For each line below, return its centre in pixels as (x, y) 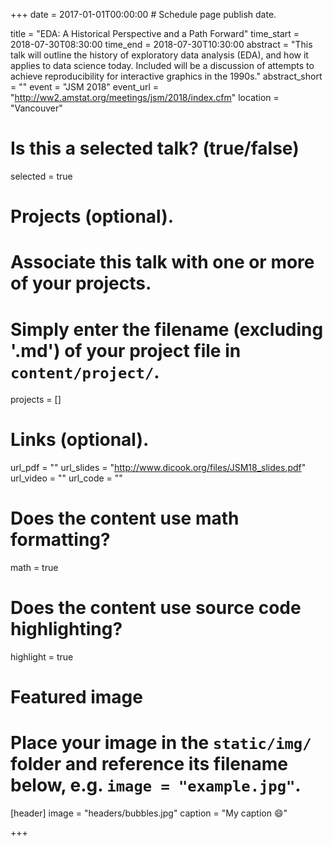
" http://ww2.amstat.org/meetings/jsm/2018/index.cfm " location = (145, 97)
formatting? (60, 540)
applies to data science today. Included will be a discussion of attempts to (162, 65)
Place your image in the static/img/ (161, 743)
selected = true (41, 176)
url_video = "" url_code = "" (66, 478)
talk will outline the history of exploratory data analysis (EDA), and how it (159, 55)
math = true (34, 568)
